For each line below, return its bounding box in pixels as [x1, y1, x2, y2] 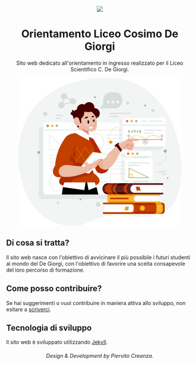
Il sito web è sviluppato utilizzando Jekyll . [6, 339, 108, 346]
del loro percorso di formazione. [6, 266, 85, 273]
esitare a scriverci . [6, 306, 52, 313]
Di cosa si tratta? [6, 238, 69, 248]
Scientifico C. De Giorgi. [70, 65, 129, 73]
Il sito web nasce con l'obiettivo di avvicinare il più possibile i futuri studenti [6, 253, 191, 261]
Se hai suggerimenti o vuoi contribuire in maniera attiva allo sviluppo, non [6, 299, 186, 306]
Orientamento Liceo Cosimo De [21, 27, 179, 41]
